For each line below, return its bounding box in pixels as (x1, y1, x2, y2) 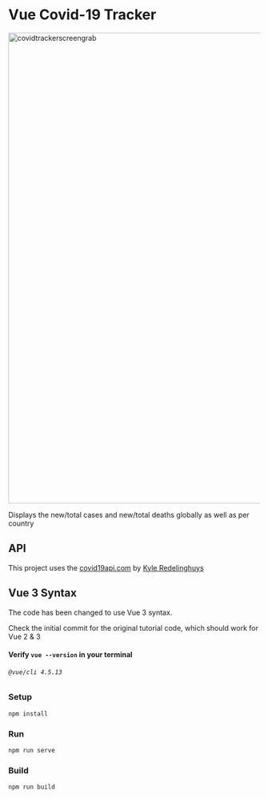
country (8, 519, 34, 528)
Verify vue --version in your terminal (8, 650, 133, 660)
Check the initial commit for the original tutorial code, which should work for (8, 623, 258, 632)
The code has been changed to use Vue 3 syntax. (8, 607, 173, 617)
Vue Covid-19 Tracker (8, 6, 157, 24)
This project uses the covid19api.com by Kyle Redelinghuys (8, 563, 204, 572)
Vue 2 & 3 (8, 632, 42, 641)
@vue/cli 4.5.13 (8, 668, 62, 676)
